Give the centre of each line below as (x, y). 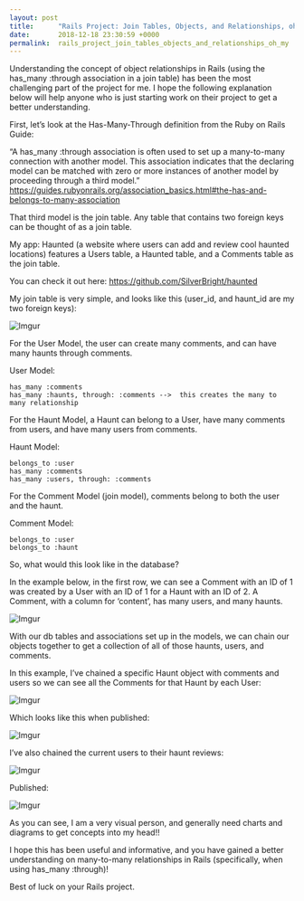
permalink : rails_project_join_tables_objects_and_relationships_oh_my (149, 43)
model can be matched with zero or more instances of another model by (144, 171)
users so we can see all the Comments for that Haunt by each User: (135, 683)
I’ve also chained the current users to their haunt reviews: (117, 753)
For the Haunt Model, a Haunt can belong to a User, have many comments (147, 420)
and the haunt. (36, 506)
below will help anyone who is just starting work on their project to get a (143, 98)
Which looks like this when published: (80, 718)
